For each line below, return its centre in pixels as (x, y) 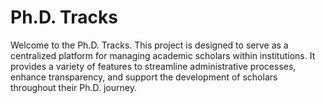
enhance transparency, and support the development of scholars (144, 77)
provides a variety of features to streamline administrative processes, (153, 66)
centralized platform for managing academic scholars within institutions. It (163, 55)
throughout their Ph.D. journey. (73, 87)
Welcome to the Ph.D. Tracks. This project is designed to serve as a (149, 45)
